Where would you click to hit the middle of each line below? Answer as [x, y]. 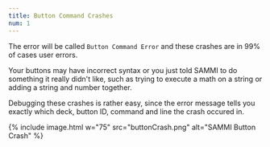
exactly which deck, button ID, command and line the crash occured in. [126, 111]
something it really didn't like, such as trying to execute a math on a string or [135, 79]
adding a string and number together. [70, 87]
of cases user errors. [43, 55]
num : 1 [19, 23]
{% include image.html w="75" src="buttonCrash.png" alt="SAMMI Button [132, 127]
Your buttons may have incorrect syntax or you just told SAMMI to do [123, 70]
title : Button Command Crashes [61, 16]
